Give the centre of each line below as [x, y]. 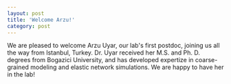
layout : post [26, 13]
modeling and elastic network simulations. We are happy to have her [127, 67]
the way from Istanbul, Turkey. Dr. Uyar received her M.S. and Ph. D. [104, 53]
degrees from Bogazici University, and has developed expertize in [100, 60]
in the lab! [21, 74]
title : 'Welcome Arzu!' [41, 20]
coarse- [206, 60]
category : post [29, 26]
